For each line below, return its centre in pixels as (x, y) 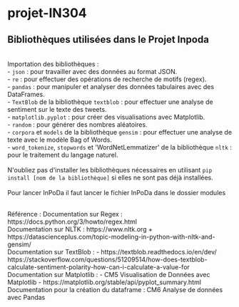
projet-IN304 (47, 13)
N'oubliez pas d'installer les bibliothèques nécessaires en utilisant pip (110, 170)
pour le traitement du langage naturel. (63, 155)
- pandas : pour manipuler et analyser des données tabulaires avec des (111, 87)
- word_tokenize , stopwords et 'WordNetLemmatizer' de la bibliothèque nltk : (119, 147)
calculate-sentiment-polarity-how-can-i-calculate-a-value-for (99, 267)
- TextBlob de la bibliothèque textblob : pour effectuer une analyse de (110, 102)
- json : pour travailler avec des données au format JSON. (92, 72)
